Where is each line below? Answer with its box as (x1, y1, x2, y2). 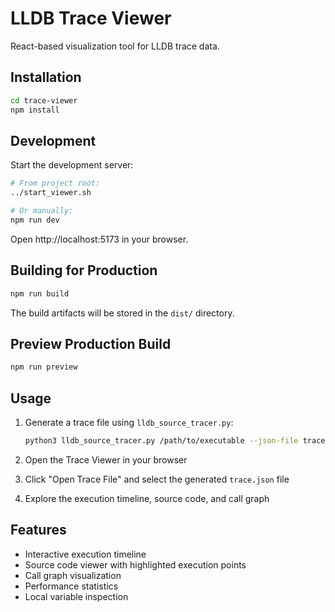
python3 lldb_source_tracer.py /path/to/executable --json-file (24, 436, 299, 446)
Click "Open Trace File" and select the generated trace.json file (24, 473, 290, 485)
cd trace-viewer (10, 95, 78, 106)
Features (10, 522, 67, 539)
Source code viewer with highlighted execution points (24, 558, 247, 571)
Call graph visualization (24, 569, 122, 581)
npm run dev (10, 215, 60, 225)
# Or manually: (10, 206, 74, 216)
